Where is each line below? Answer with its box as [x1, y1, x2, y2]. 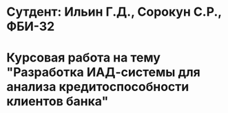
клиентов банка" [6, 94, 109, 110]
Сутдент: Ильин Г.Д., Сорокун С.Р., [6, 4, 222, 20]
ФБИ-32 [6, 18, 55, 34]
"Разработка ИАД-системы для [6, 64, 200, 80]
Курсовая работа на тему [6, 50, 161, 66]
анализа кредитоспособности [6, 79, 189, 95]
